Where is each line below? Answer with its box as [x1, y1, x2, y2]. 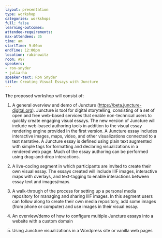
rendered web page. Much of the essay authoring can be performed [12, 149, 148, 154]
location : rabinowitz [5, 52, 49, 57]
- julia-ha [5, 70, 27, 75]
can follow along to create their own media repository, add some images [12, 198, 156, 204]
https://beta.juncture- [99, 102, 142, 108]
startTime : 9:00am [5, 43, 42, 48]
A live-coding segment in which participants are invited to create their [12, 163, 151, 169]
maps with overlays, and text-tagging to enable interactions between [12, 173, 149, 179]
